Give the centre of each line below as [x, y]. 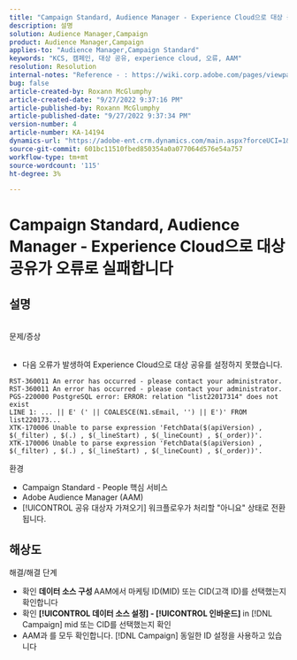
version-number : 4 [43, 125]
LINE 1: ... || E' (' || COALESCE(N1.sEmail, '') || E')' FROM [128, 412]
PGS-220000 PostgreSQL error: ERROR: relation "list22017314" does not [144, 397]
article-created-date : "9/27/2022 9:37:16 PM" [96, 100]
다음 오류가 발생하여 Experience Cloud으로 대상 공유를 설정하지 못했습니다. [152, 365]
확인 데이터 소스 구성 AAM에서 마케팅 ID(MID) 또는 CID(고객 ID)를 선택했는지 [154, 591]
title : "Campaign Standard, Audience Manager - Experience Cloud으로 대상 [146, 17]
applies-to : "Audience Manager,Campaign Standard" [104, 50]
